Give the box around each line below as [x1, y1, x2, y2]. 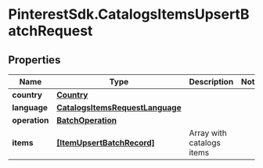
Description [189, 77, 234, 87]
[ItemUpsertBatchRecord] [56, 138, 155, 148]
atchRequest [8, 22, 93, 40]
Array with [189, 127, 227, 138]
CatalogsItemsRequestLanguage [56, 102, 182, 113]
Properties [8, 53, 61, 66]
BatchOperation [56, 115, 117, 126]
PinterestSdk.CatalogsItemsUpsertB [8, 5, 250, 23]
